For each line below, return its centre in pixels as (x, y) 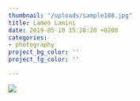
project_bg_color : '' (44, 52)
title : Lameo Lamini (42, 23)
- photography (32, 45)
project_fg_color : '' (44, 60)
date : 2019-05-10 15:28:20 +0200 (63, 30)
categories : (28, 37)
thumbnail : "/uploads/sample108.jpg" (70, 15)
